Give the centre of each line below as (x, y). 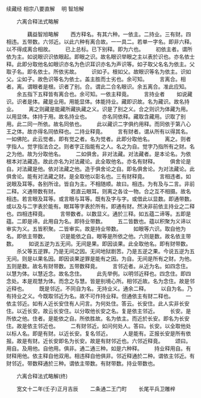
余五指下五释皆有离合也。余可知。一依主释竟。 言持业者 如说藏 (104, 94)
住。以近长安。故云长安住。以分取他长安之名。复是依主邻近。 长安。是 (99, 311)
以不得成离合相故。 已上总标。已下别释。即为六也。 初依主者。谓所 (99, 49)
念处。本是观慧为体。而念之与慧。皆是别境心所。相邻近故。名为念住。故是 (98, 281)
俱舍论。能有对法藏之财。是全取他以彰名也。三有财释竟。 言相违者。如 (99, 176)
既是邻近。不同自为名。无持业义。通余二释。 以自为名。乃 (115, 288)
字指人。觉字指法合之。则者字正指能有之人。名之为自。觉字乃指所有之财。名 (100, 146)
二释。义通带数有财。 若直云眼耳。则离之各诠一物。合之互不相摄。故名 (99, 191)
